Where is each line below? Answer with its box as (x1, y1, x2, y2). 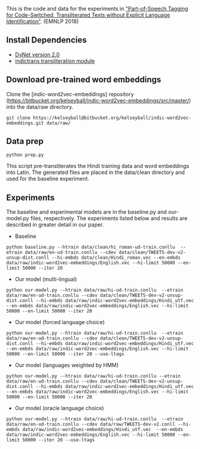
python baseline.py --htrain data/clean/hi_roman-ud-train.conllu (6, 245, 175, 251)
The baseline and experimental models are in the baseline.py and (6, 209, 167, 216)
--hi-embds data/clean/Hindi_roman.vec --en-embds (51, 255, 181, 261)
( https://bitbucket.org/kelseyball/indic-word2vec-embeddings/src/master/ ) (6, 97, 192, 104)
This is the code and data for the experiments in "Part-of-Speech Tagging (6, 5, 189, 12)
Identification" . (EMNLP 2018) (6, 18, 79, 25)
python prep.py (6, 152, 44, 158)
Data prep (6, 136, 44, 146)
